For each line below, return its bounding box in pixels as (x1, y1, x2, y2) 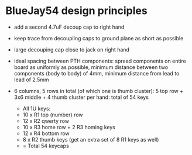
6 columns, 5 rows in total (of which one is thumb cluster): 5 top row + (13, 87, 184, 94)
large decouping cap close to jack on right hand (13, 46, 130, 53)
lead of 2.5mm (13, 76, 49, 83)
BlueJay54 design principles (5, 4, 148, 18)
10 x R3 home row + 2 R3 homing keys (22, 123, 115, 130)
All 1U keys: (22, 105, 51, 112)
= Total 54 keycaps (22, 142, 70, 149)
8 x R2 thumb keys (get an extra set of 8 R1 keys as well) (22, 136, 159, 143)
